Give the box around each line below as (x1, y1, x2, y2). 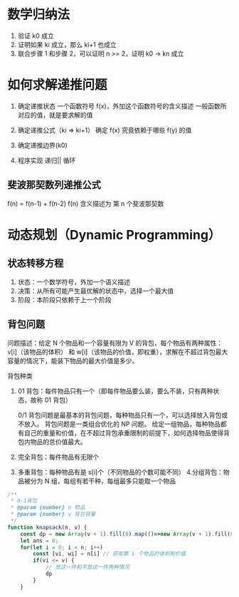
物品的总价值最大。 (30, 437, 87, 446)
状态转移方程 (7, 257, 64, 269)
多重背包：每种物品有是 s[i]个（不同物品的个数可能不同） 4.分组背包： (17, 467, 224, 476)
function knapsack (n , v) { (7, 524, 87, 531)
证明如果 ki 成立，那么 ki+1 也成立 (17, 40, 117, 48)
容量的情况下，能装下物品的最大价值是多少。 (7, 356, 139, 365)
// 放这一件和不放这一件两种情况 (45, 564, 129, 571)
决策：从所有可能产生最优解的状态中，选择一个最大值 (17, 286, 174, 295)
